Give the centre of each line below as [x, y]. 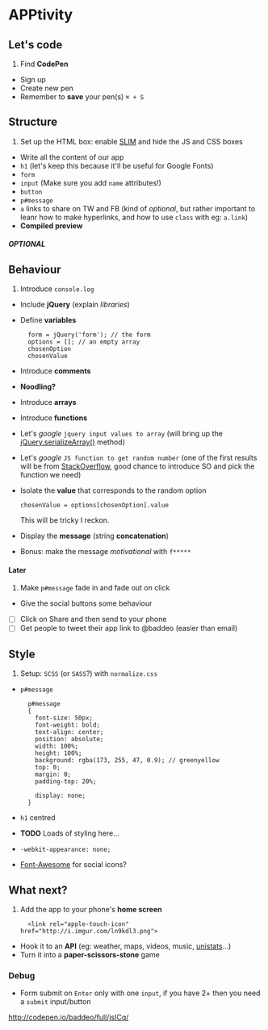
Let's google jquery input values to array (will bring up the [121, 434]
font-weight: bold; [68, 725]
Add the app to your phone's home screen [91, 910]
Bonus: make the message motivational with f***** [105, 552]
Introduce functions [54, 418]
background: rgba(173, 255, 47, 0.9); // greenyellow [127, 761]
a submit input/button [55, 1002]
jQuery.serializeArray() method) [72, 442]
